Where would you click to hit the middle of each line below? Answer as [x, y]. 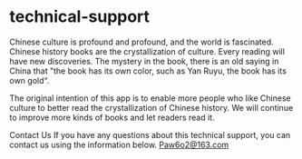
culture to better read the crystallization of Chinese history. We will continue [151, 107]
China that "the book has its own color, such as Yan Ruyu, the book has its [148, 71]
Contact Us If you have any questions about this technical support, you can [150, 134]
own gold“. [29, 80]
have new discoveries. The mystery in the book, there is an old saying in [144, 61]
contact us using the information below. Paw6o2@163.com [119, 144]
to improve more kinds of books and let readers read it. [112, 117]
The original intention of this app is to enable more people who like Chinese [151, 98]
